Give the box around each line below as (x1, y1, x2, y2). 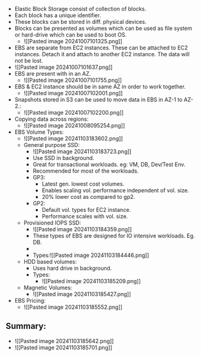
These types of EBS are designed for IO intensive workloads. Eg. (32, 232, 196, 239)
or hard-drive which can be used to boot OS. (14, 31, 127, 38)
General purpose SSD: (23, 142, 80, 148)
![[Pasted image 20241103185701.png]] (14, 344, 113, 351)
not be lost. (14, 57, 43, 64)
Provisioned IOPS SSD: (23, 219, 82, 226)
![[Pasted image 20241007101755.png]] (23, 76, 122, 84)
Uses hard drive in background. (32, 265, 112, 272)
